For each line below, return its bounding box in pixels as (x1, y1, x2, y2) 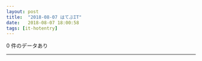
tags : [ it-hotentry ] (6, 25, 58, 31)
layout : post (6, 8, 39, 15)
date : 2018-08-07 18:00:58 (6, 20, 79, 25)
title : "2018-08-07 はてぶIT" (6, 14, 82, 20)
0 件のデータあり (6, 42, 48, 49)
